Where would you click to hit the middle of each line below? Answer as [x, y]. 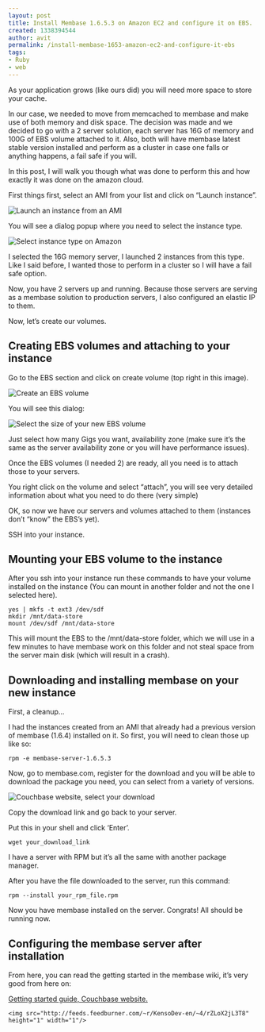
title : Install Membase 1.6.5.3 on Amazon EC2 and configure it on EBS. [131, 23]
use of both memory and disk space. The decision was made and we [121, 122]
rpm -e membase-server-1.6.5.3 [60, 759]
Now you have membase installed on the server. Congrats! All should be [126, 911]
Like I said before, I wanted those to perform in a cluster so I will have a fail [130, 265]
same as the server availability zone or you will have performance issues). [129, 447]
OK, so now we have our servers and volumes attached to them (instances [130, 510]
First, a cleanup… [36, 712]
